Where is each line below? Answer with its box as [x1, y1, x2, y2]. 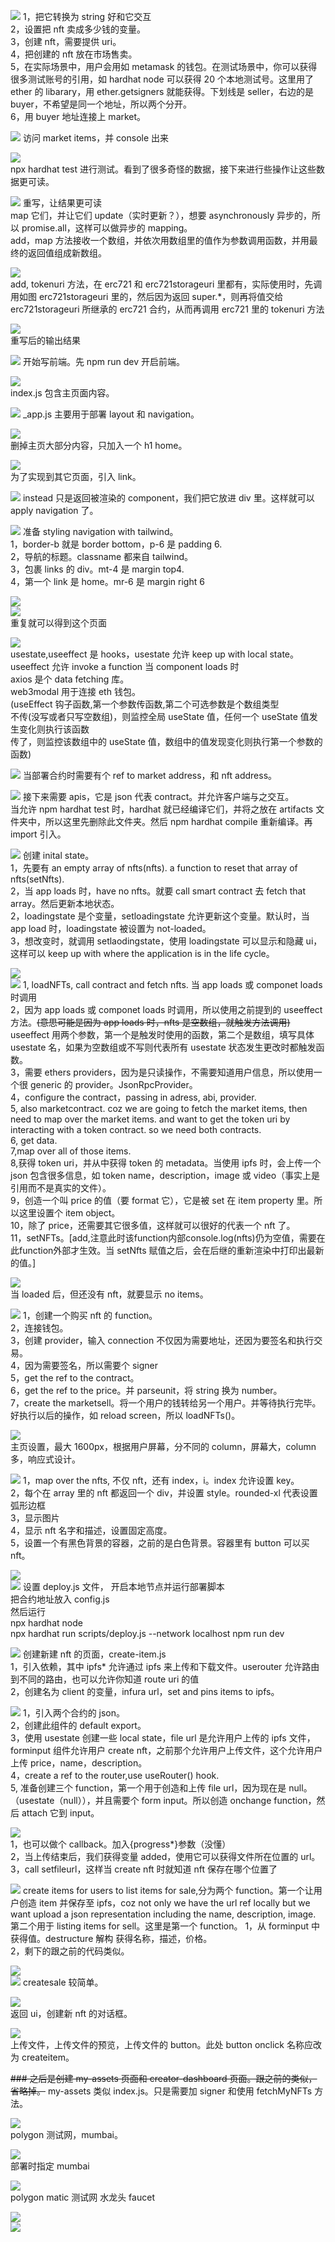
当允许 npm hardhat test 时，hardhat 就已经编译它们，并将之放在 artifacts [10, 803, 314, 815]
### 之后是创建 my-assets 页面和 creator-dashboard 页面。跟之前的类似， [10, 2073, 318, 2084]
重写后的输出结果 [10, 335, 81, 346]
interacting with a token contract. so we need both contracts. [10, 1124, 262, 1135]
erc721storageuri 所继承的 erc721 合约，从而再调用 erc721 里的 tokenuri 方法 [10, 303, 325, 315]
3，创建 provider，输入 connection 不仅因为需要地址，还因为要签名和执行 [10, 1335, 315, 1346]
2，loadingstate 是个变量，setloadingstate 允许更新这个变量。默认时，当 [10, 910, 310, 922]
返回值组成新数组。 [27, 247, 107, 259]
